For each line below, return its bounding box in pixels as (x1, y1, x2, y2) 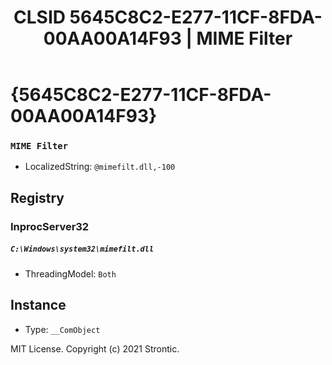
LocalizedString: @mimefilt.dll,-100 (24, 161, 176, 173)
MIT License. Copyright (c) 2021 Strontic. (10, 342, 180, 355)
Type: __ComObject (24, 323, 101, 335)
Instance (10, 297, 67, 314)
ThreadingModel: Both (24, 267, 117, 280)
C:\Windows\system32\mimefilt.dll (10, 244, 155, 255)
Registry (10, 189, 65, 206)
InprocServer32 (10, 219, 90, 233)
